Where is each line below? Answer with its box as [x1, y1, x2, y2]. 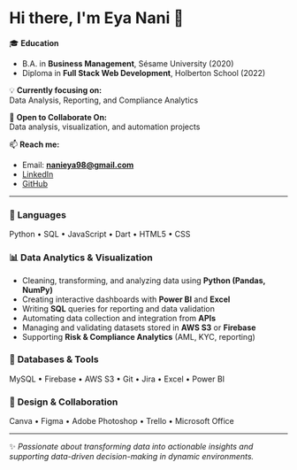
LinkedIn [21, 168, 54, 180]
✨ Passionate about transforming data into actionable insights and [9, 442, 254, 452]
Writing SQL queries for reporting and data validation [21, 303, 215, 313]
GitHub [21, 178, 49, 189]
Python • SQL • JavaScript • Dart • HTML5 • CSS [9, 229, 191, 240]
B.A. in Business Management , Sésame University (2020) [21, 58, 234, 69]
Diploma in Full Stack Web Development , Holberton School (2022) [21, 67, 266, 78]
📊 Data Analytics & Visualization [9, 251, 153, 264]
